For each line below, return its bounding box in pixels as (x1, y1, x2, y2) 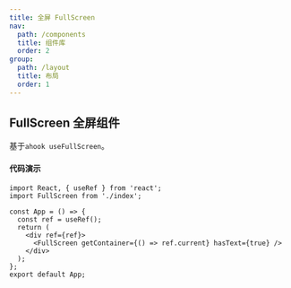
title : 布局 (17, 72, 60, 81)
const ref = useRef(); (17, 214, 102, 224)
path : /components (17, 30, 87, 39)
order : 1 (17, 80, 50, 89)
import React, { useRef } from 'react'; (9, 183, 163, 193)
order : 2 (17, 47, 50, 56)
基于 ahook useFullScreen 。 (9, 141, 110, 152)
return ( (17, 223, 50, 231)
